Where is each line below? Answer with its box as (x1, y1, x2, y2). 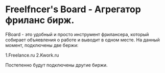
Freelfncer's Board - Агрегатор (5, 4, 142, 15)
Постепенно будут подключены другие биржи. (5, 62, 108, 68)
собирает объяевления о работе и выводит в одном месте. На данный (5, 37, 160, 43)
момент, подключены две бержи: (5, 42, 79, 48)
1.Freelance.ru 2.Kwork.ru (5, 52, 59, 58)
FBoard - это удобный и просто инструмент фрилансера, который (5, 31, 149, 37)
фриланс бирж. (5, 14, 75, 26)
